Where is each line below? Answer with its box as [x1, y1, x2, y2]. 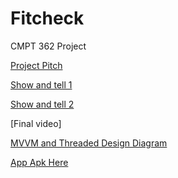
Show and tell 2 [10, 98, 75, 110]
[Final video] [10, 117, 62, 129]
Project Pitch [10, 59, 63, 71]
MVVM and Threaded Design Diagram [10, 137, 168, 149]
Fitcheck [10, 7, 85, 30]
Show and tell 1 [10, 78, 73, 91]
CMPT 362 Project [10, 40, 87, 52]
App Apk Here [10, 156, 69, 168]
